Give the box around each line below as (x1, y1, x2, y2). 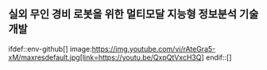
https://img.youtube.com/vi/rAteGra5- (91, 44, 216, 53)
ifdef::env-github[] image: (8, 44, 93, 53)
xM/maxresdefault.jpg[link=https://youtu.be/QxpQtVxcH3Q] (8, 52, 204, 62)
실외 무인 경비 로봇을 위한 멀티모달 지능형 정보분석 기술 (8, 7, 259, 21)
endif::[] (205, 52, 232, 62)
